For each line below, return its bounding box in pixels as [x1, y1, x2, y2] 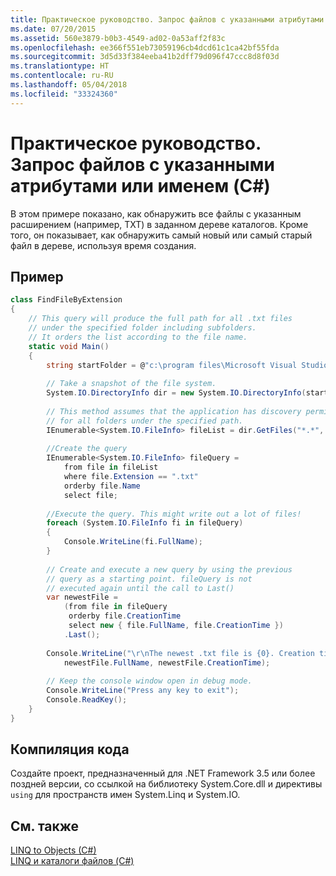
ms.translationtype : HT [10, 61, 110, 71]
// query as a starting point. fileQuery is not [46, 574, 253, 584]
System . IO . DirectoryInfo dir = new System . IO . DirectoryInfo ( [46, 388, 307, 398]
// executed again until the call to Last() [46, 583, 235, 593]
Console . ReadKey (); [46, 695, 128, 705]
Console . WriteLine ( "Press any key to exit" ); [46, 686, 240, 696]
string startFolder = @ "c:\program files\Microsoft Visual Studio [46, 360, 329, 370]
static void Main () [28, 341, 110, 351]
